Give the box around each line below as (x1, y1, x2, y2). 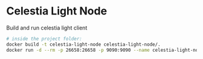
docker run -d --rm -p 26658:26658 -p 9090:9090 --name (6, 47, 150, 53)
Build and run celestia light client (6, 24, 88, 31)
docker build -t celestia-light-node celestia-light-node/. (6, 41, 161, 48)
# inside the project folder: (6, 36, 83, 42)
